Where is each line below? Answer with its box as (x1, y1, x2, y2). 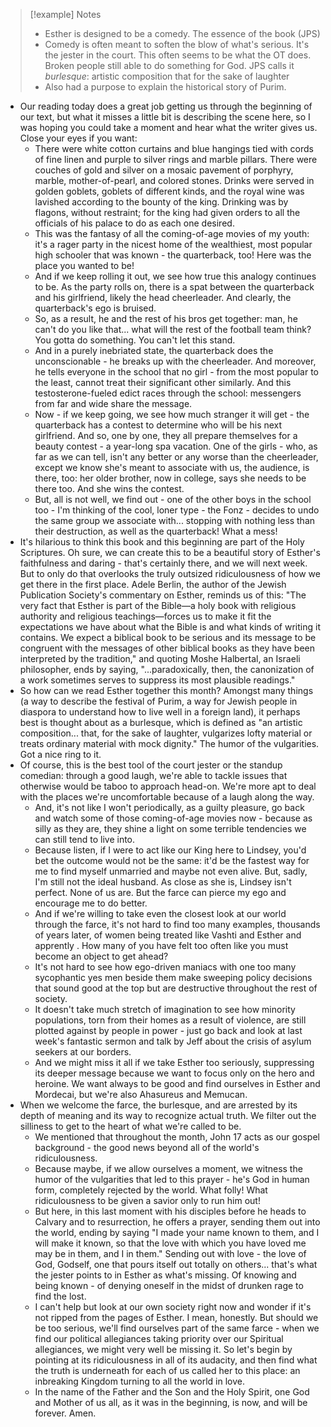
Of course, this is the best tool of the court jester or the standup (19, 759, 283, 771)
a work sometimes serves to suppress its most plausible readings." (19, 674, 296, 686)
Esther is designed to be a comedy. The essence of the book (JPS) (44, 28, 321, 39)
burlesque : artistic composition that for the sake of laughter (44, 70, 290, 82)
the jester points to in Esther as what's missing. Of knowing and (34, 1269, 297, 1281)
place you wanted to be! (34, 260, 135, 271)
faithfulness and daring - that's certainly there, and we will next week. (19, 557, 308, 569)
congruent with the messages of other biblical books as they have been (19, 642, 315, 654)
